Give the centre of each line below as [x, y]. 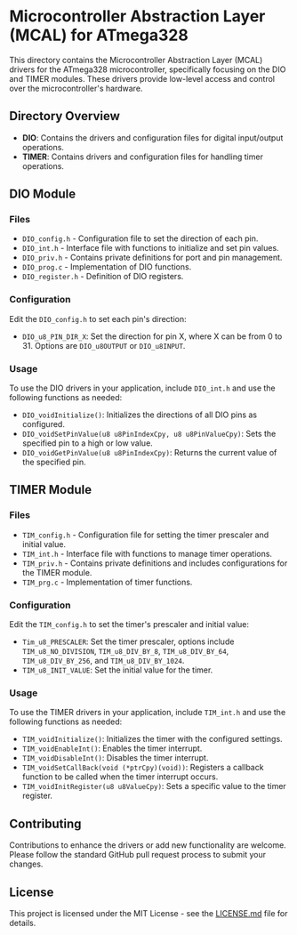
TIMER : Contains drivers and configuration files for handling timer [143, 157]
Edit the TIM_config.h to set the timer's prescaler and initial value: [129, 625]
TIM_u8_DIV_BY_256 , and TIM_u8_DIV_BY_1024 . [103, 661]
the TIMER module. [57, 572]
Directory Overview [64, 116]
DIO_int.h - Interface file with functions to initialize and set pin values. [150, 248]
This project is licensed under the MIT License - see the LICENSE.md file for [148, 913]
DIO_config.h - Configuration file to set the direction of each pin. [140, 238]
